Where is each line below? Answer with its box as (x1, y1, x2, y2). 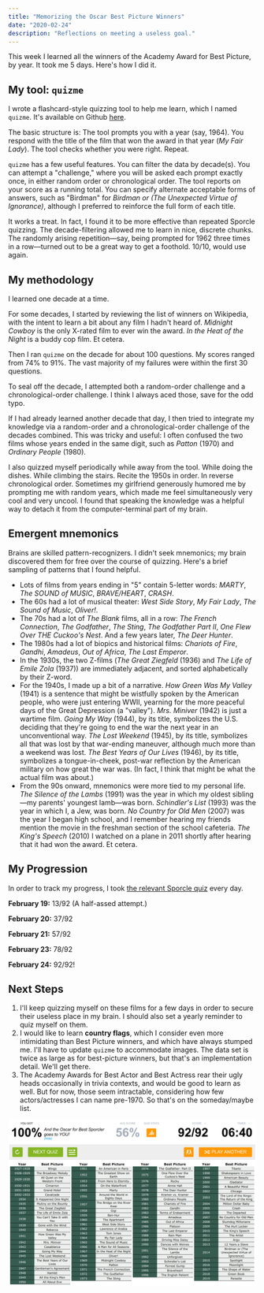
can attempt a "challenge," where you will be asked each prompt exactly (8, 168, 243, 177)
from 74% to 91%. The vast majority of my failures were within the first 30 (8, 359, 248, 367)
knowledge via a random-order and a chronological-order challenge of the (8, 422, 251, 431)
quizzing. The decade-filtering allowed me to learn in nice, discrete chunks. (8, 225, 254, 235)
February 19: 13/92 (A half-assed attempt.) (8, 898, 147, 908)
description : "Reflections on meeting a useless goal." (8, 29, 195, 37)
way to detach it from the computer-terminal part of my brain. (8, 504, 208, 514)
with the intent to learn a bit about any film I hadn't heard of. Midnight (8, 318, 233, 327)
